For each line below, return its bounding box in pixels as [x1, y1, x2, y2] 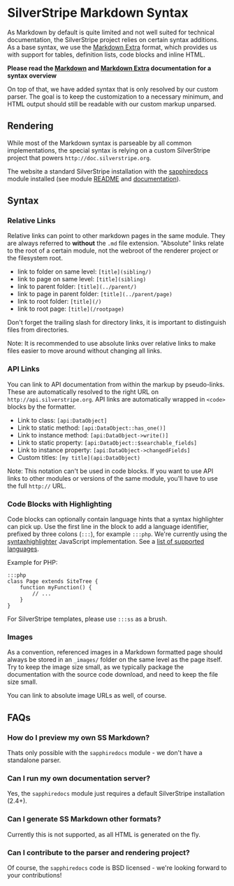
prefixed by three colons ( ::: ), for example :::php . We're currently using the [7, 530, 228, 538]
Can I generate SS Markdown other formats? [7, 814, 161, 824]
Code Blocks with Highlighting [7, 499, 112, 509]
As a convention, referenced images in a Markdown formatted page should [7, 648, 223, 656]
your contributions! [7, 871, 62, 879]
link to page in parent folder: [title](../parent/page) [17, 290, 173, 298]
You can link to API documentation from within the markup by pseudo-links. [7, 380, 225, 388]
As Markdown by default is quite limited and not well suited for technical [7, 28, 215, 36]
